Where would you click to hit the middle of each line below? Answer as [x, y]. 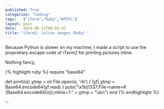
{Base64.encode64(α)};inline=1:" [39, 92]
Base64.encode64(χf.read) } [35, 87]
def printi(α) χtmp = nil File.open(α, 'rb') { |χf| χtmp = [60, 81]
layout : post [19, 24]
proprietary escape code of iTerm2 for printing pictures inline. [69, 52]
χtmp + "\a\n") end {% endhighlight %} [119, 92]
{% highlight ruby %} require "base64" [45, 72]
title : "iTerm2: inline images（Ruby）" [47, 33]
